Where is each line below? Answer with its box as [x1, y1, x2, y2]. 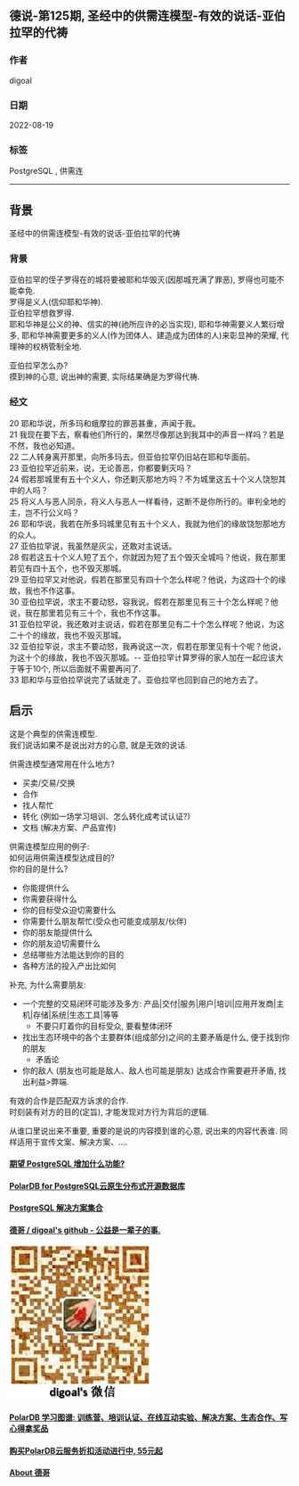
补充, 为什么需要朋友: [9, 979, 87, 990]
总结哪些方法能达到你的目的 [21, 949, 125, 960]
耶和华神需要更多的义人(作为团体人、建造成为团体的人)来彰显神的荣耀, [20, 330, 279, 341]
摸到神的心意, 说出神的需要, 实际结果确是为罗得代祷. [9, 371, 200, 382]
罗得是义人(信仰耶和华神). [9, 297, 104, 308]
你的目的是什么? [9, 863, 69, 874]
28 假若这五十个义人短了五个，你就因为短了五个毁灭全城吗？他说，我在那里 [9, 551, 287, 562]
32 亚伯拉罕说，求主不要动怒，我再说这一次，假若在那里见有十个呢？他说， [9, 640, 287, 651]
